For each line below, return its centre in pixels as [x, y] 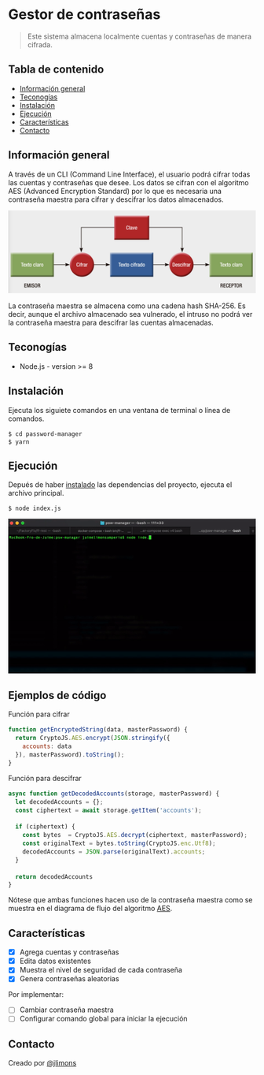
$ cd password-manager [45, 434]
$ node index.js [35, 509]
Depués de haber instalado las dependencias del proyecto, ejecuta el [120, 485]
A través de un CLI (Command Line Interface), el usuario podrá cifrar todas [129, 174]
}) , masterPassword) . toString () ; [70, 755]
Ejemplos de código [57, 696]
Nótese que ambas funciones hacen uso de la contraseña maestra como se [130, 900]
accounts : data [47, 746]
